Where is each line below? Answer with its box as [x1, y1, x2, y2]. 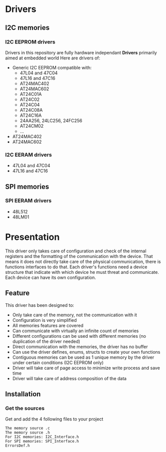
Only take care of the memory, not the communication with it [12, 312, 137, 318]
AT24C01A [19, 91, 42, 97]
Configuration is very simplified [12, 317, 77, 323]
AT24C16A [19, 112, 42, 118]
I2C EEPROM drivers [5, 38, 56, 45]
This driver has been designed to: [5, 302, 74, 308]
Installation [5, 390, 41, 398]
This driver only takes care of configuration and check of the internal [5, 248, 147, 254]
